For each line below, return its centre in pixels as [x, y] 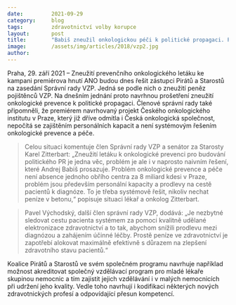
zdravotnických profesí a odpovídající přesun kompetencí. [91, 294]
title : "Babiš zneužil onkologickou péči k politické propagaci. [116, 40]
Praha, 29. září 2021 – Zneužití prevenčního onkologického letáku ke [106, 73]
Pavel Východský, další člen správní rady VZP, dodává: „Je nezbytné [124, 213]
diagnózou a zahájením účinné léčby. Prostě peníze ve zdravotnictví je [126, 235]
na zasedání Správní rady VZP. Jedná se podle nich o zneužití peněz [106, 88]
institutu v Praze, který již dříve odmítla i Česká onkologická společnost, [111, 118]
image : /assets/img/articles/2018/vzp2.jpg [83, 46]
